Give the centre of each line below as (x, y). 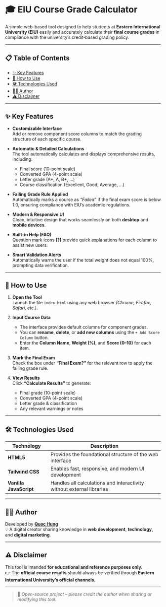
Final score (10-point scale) (47, 169)
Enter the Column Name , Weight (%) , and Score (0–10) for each (85, 343)
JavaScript (21, 489)
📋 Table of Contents (38, 58)
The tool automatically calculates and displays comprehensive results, (84, 154)
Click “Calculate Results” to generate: (52, 383)
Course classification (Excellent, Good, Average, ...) (72, 185)
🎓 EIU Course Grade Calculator (71, 10)
